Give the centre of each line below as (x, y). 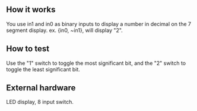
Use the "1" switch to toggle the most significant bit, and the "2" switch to (96, 63)
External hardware (41, 88)
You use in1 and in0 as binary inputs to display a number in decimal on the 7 (99, 24)
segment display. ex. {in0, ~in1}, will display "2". (64, 30)
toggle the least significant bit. (43, 69)
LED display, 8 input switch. (40, 102)
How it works (31, 10)
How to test (28, 49)
